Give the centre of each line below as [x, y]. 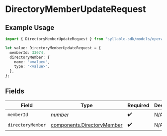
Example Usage [30, 28]
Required [138, 105]
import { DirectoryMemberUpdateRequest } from [54, 39]
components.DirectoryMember [86, 125]
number [60, 115]
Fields [15, 91]
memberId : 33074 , [28, 53]
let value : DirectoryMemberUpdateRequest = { [53, 48]
